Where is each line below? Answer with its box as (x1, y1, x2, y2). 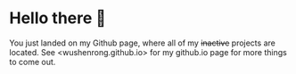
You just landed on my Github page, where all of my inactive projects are (9, 37, 276, 48)
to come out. (9, 56, 56, 67)
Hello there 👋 (9, 8, 107, 29)
